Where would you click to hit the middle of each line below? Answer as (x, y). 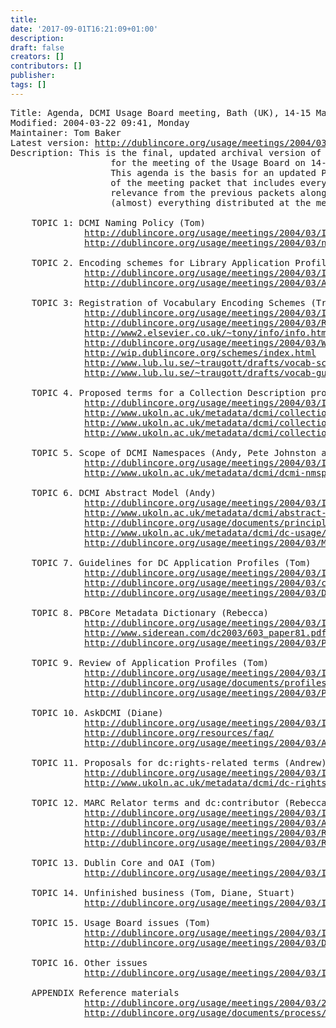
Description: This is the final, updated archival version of (166, 152)
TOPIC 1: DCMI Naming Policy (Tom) (118, 222)
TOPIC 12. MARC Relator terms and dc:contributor (155, 802)
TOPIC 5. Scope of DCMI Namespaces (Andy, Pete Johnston (174, 452)
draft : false (37, 47)
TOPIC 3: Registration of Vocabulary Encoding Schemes (169, 302)
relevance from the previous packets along (218, 192)
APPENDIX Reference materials (105, 992)
